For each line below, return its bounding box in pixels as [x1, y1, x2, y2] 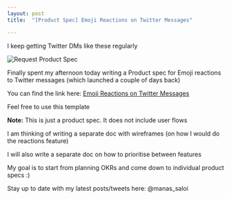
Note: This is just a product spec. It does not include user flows [7, 115, 188, 124]
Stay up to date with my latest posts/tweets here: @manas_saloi [7, 184, 188, 192]
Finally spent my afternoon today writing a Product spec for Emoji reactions [7, 68, 222, 77]
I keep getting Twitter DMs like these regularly [7, 41, 138, 50]
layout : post [7, 10, 45, 17]
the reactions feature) [7, 136, 69, 145]
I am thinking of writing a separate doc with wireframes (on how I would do [7, 129, 220, 138]
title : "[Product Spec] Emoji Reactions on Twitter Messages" [7, 17, 193, 23]
